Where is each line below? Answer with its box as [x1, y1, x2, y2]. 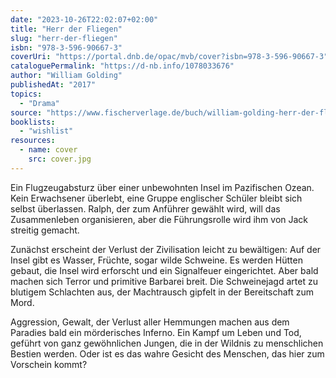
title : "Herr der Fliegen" [10, 24, 123, 34]
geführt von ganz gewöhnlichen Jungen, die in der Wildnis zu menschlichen [10, 337, 324, 349]
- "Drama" [19, 98, 60, 108]
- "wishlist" [19, 126, 74, 136]
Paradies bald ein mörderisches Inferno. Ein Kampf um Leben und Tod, [10, 326, 302, 338]
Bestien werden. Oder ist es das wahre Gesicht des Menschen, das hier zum [10, 347, 325, 360]
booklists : [10, 117, 56, 127]
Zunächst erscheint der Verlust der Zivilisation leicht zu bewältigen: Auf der [10, 243, 322, 255]
